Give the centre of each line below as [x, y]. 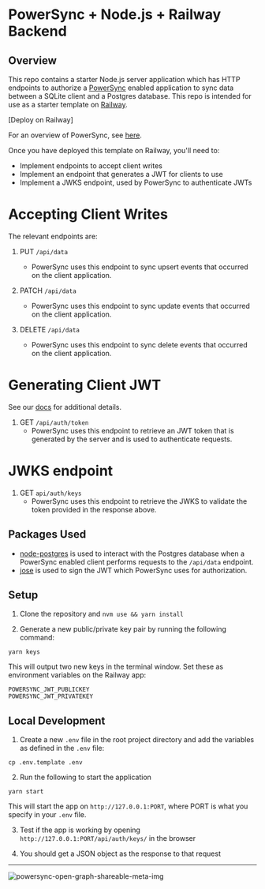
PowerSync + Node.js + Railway [115, 15]
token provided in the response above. [94, 509]
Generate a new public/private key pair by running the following [123, 629]
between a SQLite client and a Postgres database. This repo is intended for [130, 96]
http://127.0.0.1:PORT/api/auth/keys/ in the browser [108, 838]
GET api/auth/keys [50, 493]
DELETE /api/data [50, 329]
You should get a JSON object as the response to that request [120, 853]
